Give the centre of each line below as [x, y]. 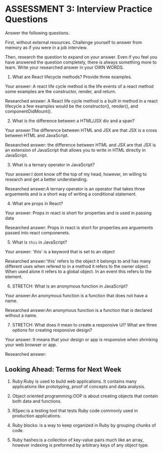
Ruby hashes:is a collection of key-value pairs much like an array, [78, 440]
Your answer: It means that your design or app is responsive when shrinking [81, 339]
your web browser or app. [31, 345]
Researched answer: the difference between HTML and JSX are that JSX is [81, 144]
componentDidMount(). [29, 111]
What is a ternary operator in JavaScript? [53, 165]
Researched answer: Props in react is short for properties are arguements [79, 227]
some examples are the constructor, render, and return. [61, 91]
